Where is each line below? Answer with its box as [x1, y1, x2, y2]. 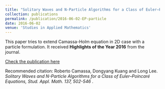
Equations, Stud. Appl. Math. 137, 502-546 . [5, 79, 94, 85]
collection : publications [5, 12, 58, 17]
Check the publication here [5, 59, 60, 65]
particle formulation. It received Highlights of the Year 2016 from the [5, 44, 145, 50]
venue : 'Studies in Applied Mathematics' [5, 25, 91, 30]
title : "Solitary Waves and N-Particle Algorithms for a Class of [5, 7, 144, 12]
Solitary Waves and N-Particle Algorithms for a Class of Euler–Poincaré [5, 73, 150, 79]
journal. [5, 49, 21, 55]
